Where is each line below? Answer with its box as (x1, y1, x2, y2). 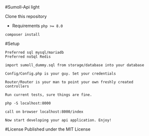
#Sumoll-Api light (5, 4, 40, 10)
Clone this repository (5, 14, 47, 19)
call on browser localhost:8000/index (5, 109, 83, 114)
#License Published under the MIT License (5, 126, 91, 132)
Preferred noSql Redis (5, 54, 51, 59)
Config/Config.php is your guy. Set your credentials (5, 71, 116, 76)
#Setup (5, 41, 20, 46)
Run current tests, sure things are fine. (5, 92, 92, 97)
